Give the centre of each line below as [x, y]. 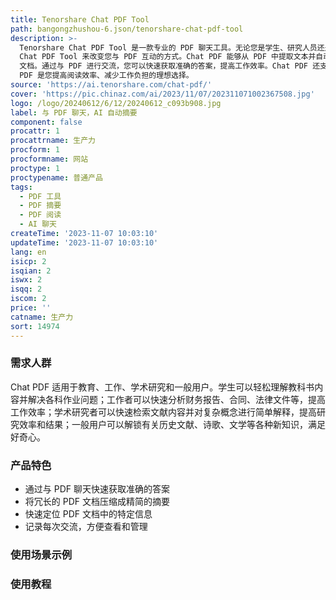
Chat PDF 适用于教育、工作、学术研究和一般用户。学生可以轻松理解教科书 [162, 387]
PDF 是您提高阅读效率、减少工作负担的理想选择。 [106, 76]
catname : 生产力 [42, 317]
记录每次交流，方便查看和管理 [86, 527]
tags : [21, 187]
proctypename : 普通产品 [56, 177]
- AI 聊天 [38, 224]
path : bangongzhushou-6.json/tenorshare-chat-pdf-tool [127, 29]
